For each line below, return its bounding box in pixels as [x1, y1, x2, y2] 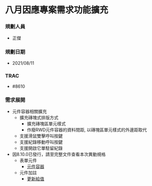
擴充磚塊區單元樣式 [26, 121, 66, 127]
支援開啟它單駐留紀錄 [19, 145, 63, 151]
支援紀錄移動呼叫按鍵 [19, 139, 63, 145]
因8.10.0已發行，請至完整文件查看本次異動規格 [12, 151, 106, 157]
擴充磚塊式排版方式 [19, 115, 59, 120]
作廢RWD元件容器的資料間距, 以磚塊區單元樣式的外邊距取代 [26, 127, 147, 133]
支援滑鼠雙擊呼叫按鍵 [19, 133, 63, 139]
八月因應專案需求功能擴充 [5, 4, 109, 16]
